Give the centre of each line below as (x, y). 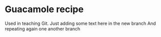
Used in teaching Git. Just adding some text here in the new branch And (81, 23)
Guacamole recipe (44, 9)
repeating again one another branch (43, 28)
